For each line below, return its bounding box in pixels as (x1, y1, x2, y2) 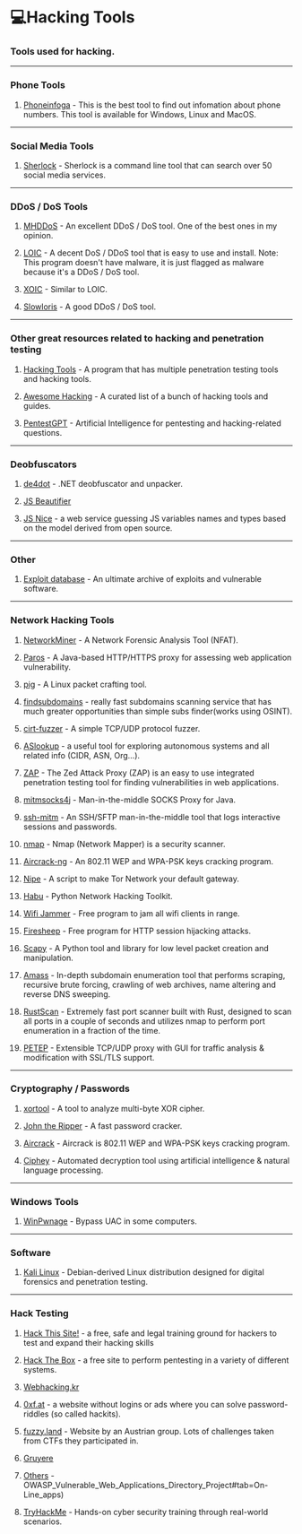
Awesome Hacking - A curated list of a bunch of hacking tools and (22, 391, 269, 402)
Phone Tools (10, 79, 65, 91)
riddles (22, 1408, 49, 1419)
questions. (22, 427, 63, 438)
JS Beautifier (22, 495, 72, 507)
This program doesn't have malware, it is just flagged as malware (22, 257, 264, 268)
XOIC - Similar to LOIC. (22, 284, 108, 295)
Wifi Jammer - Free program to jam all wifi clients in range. (22, 907, 240, 919)
